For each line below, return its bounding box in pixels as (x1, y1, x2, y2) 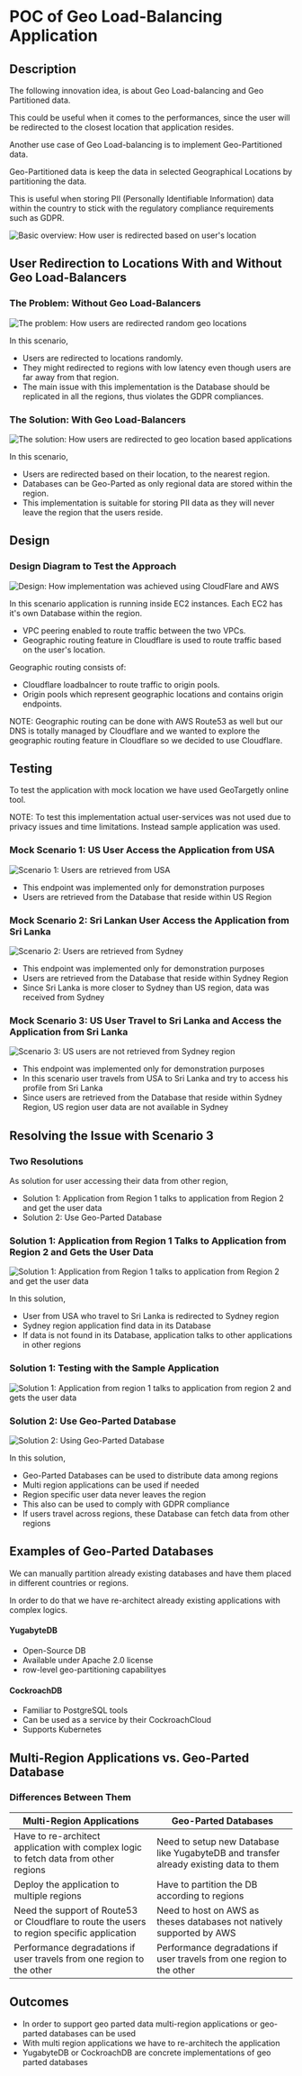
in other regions (22, 1340, 82, 1351)
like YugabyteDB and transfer (156, 1846, 280, 1859)
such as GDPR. (9, 213, 65, 223)
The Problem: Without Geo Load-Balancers (9, 297, 201, 310)
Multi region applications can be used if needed (22, 1480, 200, 1490)
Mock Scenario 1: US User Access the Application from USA (9, 844, 276, 857)
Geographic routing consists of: (9, 661, 127, 672)
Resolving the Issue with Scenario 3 (9, 1128, 214, 1143)
